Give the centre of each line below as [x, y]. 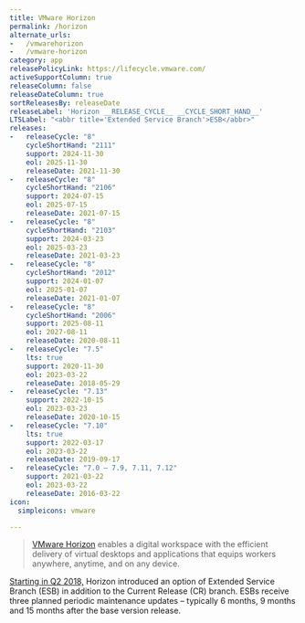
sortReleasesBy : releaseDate [65, 103]
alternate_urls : [40, 35]
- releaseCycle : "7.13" [58, 392]
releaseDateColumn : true [57, 94]
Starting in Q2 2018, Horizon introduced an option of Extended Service [142, 582]
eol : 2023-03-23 [57, 409]
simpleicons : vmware [57, 511]
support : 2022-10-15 [65, 400]
